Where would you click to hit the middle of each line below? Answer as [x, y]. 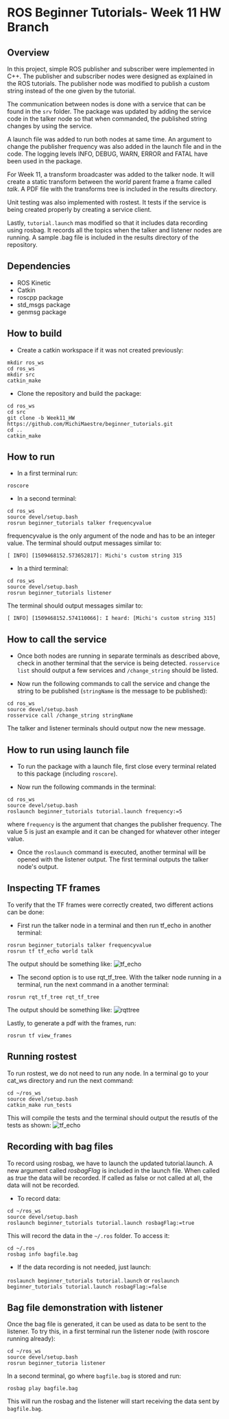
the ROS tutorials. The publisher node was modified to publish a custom [109, 83]
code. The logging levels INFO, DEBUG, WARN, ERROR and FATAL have [107, 154]
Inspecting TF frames [54, 889]
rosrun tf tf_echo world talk [50, 951]
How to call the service [57, 639]
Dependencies [39, 266]
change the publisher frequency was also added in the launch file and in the [114, 146]
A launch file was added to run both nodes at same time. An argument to [110, 139]
